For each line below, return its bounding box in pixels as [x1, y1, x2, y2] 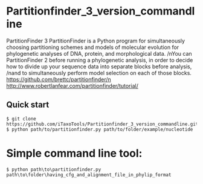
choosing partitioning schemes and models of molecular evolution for [6, 44, 179, 51]
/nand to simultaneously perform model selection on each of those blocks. [6, 69, 192, 76]
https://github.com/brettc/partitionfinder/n [6, 76, 112, 83]
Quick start [6, 100, 50, 110]
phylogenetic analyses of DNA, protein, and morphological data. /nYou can [6, 50, 192, 57]
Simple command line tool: [6, 146, 143, 160]
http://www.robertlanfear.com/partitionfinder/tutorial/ [6, 82, 139, 89]
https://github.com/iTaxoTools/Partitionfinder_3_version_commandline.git [6, 121, 199, 127]
